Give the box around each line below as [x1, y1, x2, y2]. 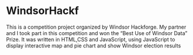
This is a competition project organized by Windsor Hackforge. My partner [6, 23, 187, 30]
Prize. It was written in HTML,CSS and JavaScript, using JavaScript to [6, 36, 175, 43]
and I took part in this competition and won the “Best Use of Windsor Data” [6, 29, 188, 36]
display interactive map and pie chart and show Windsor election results [6, 42, 181, 49]
